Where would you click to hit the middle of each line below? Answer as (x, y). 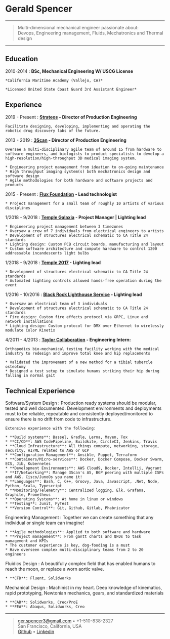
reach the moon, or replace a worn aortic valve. (55, 569)
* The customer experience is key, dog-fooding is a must (68, 545)
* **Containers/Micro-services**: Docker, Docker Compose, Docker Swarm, (85, 459)
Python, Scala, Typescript (34, 486)
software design (22, 176)
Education (22, 59)
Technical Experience (40, 391)
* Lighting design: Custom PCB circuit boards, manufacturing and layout (85, 244)
